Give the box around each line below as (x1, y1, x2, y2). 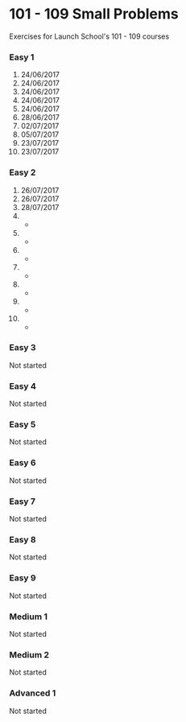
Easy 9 (9, 572, 36, 584)
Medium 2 (9, 649, 50, 660)
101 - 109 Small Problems (9, 5, 180, 23)
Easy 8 (9, 534, 36, 545)
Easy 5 (9, 419, 36, 431)
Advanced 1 (9, 687, 56, 699)
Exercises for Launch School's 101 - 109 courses (9, 31, 170, 41)
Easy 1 (9, 52, 35, 63)
